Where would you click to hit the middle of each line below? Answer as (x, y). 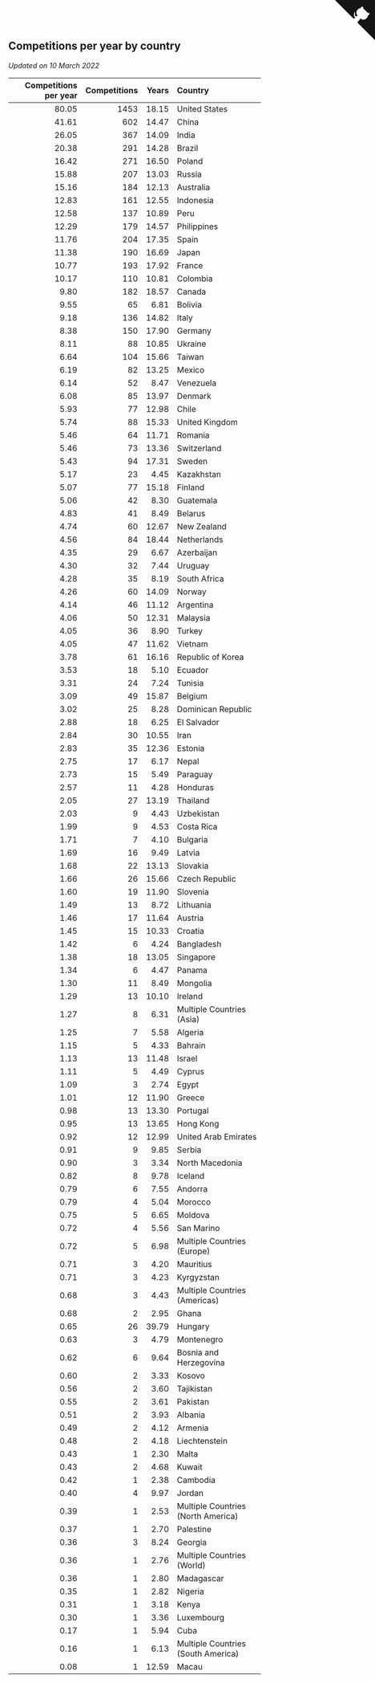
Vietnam (192, 644)
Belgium (192, 696)
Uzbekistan (198, 813)
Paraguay (195, 774)
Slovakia (193, 866)
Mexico (191, 369)
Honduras (196, 787)
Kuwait (190, 1467)
